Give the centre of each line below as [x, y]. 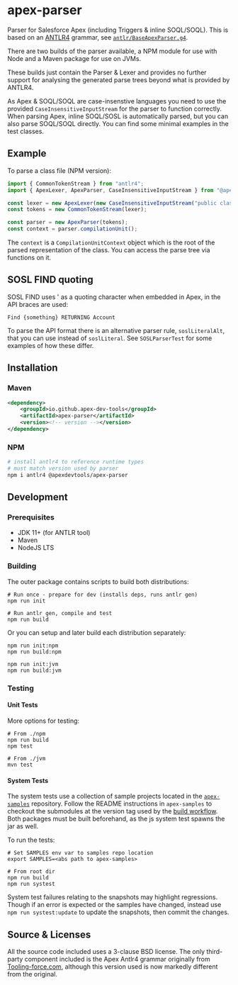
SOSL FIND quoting [50, 280]
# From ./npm [27, 733]
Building [22, 566]
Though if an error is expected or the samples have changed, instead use [114, 905]
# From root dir [31, 872]
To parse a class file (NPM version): [59, 170]
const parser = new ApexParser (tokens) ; [68, 223]
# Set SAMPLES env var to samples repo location [80, 853]
